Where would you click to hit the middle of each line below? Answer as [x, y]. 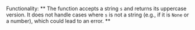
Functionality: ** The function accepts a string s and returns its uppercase [96, 9]
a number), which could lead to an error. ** [58, 21]
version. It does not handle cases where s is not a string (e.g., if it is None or [97, 15]
